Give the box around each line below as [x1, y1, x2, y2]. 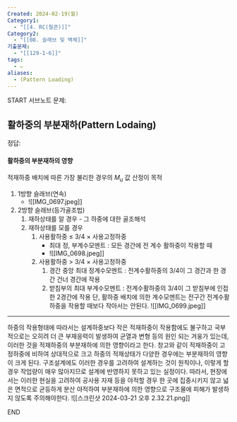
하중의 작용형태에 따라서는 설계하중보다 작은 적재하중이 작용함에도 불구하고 [7, 323, 213, 332]
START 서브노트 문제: [7, 96, 67, 104]
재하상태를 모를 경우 [28, 224, 83, 232]
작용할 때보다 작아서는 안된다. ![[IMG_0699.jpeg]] [68, 301, 206, 311]
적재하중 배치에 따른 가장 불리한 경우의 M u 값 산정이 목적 [7, 174, 163, 183]
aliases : [7, 69, 33, 76]
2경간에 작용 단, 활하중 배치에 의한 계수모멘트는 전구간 [56, 293, 206, 301]
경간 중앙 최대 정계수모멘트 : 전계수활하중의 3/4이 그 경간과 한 [49, 266, 219, 275]
